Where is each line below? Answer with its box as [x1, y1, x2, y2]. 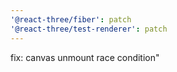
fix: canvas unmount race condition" [10, 51, 160, 63]
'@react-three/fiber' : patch [10, 14, 132, 25]
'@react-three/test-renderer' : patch [10, 24, 168, 34]
